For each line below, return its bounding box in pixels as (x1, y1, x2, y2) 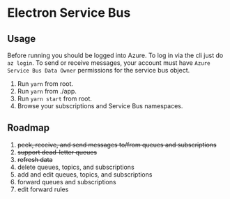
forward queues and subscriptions (17, 177, 116, 186)
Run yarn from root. (17, 80, 74, 88)
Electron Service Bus (7, 5, 131, 21)
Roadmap (7, 122, 50, 134)
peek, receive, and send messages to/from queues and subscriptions (17, 140, 217, 149)
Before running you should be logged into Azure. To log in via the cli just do (7, 51, 224, 59)
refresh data (17, 155, 53, 163)
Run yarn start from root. (17, 94, 93, 103)
